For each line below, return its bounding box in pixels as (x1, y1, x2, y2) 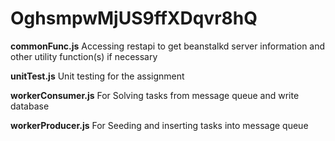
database (10, 100, 50, 112)
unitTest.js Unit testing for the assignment (10, 70, 185, 82)
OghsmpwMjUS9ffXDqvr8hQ (10, 7, 258, 30)
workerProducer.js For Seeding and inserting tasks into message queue (10, 119, 309, 131)
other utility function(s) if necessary (10, 50, 158, 62)
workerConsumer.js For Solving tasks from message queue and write (10, 89, 300, 101)
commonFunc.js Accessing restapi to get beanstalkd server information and (10, 40, 326, 52)
